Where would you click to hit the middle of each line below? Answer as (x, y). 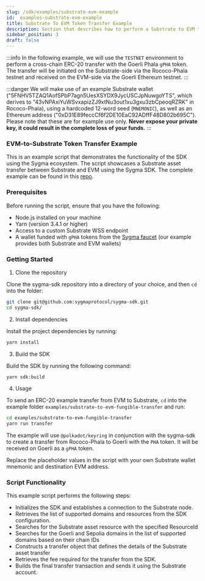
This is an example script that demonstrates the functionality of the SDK (97, 157)
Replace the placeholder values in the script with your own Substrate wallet (101, 460)
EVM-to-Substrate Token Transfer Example (72, 143)
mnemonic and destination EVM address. (58, 467)
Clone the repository (41, 272)
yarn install (23, 342)
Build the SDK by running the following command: (69, 366)
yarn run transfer (30, 424)
